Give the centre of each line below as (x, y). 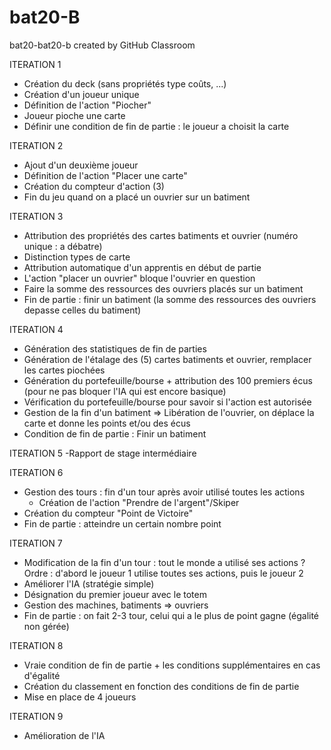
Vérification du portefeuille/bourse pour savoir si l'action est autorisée (167, 402)
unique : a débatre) (63, 246)
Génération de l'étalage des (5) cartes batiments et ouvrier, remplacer (167, 359)
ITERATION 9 (36, 716)
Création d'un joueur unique (81, 94)
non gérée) (46, 626)
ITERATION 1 (35, 64)
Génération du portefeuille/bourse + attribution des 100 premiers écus (168, 380)
